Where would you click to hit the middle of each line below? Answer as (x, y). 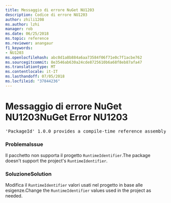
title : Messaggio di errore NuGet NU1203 (50, 10)
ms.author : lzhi (22, 24)
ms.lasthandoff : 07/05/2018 (35, 77)
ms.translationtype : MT (31, 67)
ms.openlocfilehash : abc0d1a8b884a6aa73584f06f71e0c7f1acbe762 (74, 57)
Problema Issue (24, 144)
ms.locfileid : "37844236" (33, 81)
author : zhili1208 (25, 19)
